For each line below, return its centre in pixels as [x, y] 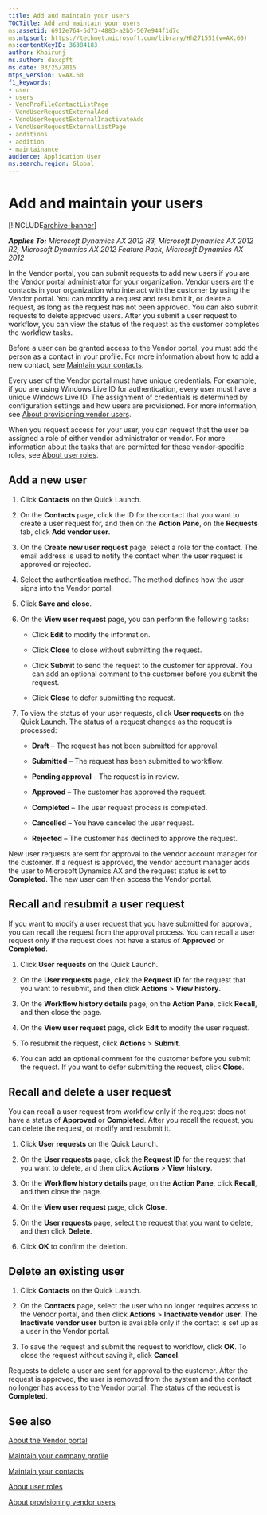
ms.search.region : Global [51, 164]
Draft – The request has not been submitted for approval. [125, 746]
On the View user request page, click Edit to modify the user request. [135, 1027]
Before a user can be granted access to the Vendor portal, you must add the [133, 348]
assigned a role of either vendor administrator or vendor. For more [117, 439]
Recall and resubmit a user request [96, 905]
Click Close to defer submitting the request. [104, 698]
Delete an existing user [67, 1271]
